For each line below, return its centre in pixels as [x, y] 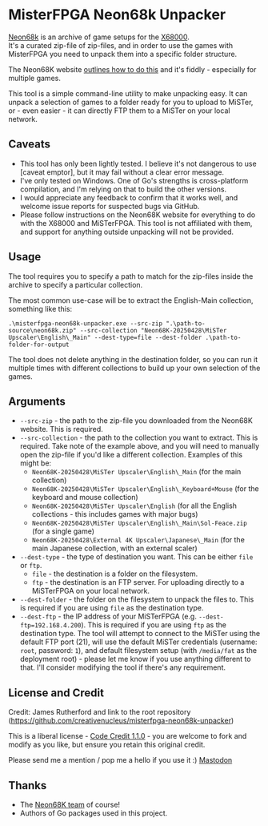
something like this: [40, 308]
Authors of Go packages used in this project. [94, 813]
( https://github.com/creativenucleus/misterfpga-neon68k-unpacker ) [121, 721]
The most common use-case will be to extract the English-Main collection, [131, 300]
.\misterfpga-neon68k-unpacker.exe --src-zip [85, 323]
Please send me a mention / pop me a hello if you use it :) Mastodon [120, 760]
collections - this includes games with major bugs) [115, 514]
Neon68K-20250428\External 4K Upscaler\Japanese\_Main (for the [138, 540]
